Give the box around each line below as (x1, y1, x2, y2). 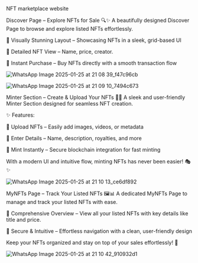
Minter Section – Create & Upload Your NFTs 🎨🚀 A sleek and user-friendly (6, 94, 186, 101)
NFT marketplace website (6, 5, 69, 12)
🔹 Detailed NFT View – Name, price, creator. (6, 48, 113, 55)
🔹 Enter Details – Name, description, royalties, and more (6, 135, 142, 142)
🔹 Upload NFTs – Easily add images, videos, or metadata (6, 123, 144, 130)
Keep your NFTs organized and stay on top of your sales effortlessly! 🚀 (6, 239, 178, 246)
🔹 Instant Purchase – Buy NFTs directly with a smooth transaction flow (6, 60, 177, 67)
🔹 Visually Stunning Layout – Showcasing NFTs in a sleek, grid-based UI (6, 37, 181, 44)
